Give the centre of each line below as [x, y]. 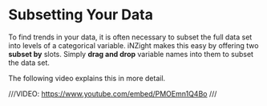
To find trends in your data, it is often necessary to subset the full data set [130, 37]
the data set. [29, 63]
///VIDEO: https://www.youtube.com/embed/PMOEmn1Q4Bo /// [113, 93]
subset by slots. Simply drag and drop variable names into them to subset [131, 54]
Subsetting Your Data [81, 15]
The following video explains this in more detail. [87, 78]
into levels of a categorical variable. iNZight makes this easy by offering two [133, 45]
